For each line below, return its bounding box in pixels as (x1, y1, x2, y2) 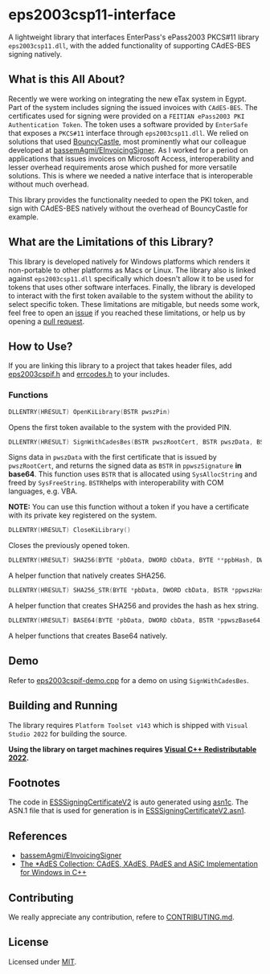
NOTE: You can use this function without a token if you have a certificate (8, 502, 249, 512)
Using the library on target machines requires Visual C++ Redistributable (8, 744, 257, 754)
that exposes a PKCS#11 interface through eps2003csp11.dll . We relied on (8, 128, 249, 137)
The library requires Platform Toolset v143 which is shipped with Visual (8, 720, 248, 730)
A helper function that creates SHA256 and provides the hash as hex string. (8, 601, 259, 611)
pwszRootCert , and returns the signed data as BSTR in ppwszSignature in (8, 460, 242, 471)
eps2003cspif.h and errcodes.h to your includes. (8, 370, 170, 379)
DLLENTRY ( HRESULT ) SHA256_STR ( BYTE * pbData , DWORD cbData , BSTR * (8, 587, 235, 595)
